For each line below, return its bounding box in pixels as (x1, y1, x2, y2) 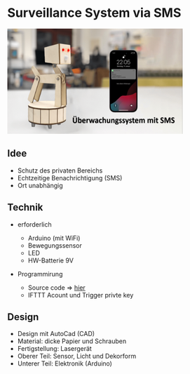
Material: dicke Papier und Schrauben (17, 337, 127, 345)
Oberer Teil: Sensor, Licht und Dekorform (17, 352, 137, 361)
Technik (7, 201, 43, 213)
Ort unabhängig (17, 181, 63, 189)
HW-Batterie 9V (27, 256, 74, 265)
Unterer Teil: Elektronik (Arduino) (17, 359, 112, 368)
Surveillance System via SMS (7, 5, 182, 21)
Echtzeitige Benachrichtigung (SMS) (17, 173, 123, 182)
